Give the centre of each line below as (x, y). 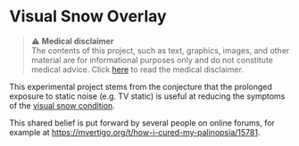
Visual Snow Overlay (88, 16)
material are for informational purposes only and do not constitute (152, 60)
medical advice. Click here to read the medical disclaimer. (137, 69)
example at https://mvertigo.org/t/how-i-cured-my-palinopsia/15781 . (135, 132)
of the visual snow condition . (62, 105)
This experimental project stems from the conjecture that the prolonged (141, 86)
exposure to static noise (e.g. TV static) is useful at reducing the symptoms (147, 96)
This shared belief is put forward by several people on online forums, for (142, 123)
